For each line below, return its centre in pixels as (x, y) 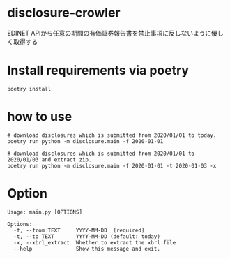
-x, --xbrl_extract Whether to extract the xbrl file (95, 242)
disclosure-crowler (64, 13)
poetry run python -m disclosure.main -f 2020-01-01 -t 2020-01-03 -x (112, 165)
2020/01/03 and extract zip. (49, 160)
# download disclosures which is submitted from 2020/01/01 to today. (112, 135)
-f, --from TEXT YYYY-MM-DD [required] (79, 230)
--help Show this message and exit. (87, 249)
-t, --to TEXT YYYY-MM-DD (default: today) (87, 236)
